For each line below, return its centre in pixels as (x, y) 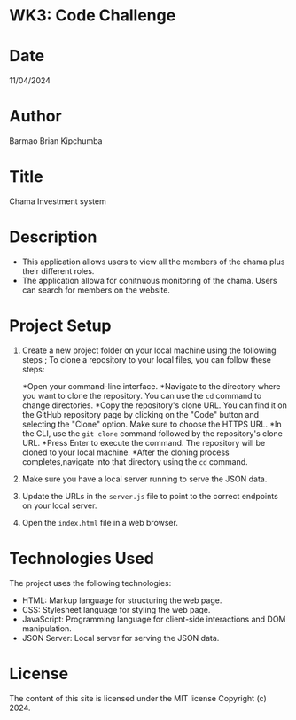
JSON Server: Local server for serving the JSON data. (121, 638)
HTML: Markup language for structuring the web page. (122, 600)
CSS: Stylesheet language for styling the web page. (116, 609)
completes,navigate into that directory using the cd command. (135, 461)
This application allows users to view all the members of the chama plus (153, 262)
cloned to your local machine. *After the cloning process (125, 452)
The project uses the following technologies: (90, 583)
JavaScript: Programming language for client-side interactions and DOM (154, 619)
